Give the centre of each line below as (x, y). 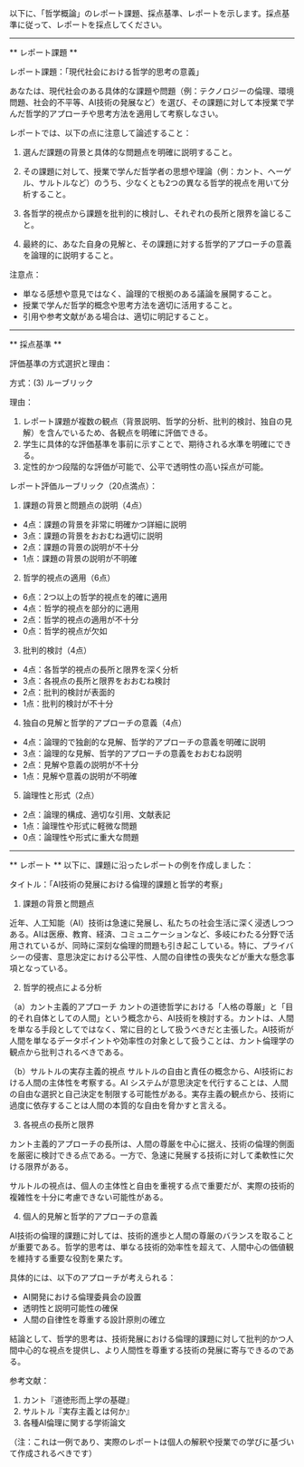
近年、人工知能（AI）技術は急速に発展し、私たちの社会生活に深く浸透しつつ (152, 923)
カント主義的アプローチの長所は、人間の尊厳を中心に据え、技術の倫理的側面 (152, 1144)
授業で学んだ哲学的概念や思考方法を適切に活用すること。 (129, 305)
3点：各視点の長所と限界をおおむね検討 (96, 681)
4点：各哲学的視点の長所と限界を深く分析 (100, 670)
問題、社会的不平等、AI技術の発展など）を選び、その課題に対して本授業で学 (152, 102)
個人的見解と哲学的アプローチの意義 (90, 1216)
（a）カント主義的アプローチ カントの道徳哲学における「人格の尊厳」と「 (147, 1006)
